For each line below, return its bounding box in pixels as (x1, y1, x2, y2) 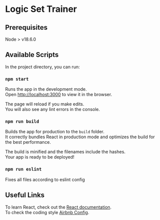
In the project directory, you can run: (5, 63, 80, 70)
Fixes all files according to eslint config (5, 176, 85, 182)
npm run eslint (5, 166, 42, 172)
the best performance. (5, 139, 51, 145)
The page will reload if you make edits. (5, 101, 84, 107)
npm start (5, 76, 29, 82)
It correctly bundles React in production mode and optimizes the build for (5, 134, 155, 140)
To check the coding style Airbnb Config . (5, 209, 89, 215)
